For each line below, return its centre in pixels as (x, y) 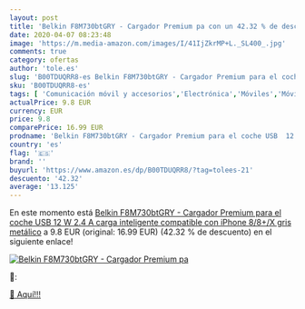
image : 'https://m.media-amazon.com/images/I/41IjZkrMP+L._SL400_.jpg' (148, 43)
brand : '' (28, 161)
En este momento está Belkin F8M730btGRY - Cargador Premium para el (145, 213)
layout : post (34, 18)
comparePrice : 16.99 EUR (56, 128)
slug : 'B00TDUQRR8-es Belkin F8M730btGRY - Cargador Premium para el (144, 77)
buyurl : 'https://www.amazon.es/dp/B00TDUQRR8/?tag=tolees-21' (132, 170)
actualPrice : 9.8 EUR (50, 102)
